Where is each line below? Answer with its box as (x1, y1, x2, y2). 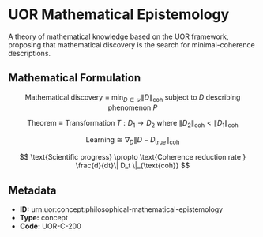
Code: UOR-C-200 (19, 221, 81, 231)
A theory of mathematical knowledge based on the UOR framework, (8, 32, 229, 41)
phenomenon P (107, 103, 158, 112)
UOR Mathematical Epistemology (8, 6, 230, 24)
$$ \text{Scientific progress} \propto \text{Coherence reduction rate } (19, 152, 246, 162)
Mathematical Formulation (8, 71, 141, 85)
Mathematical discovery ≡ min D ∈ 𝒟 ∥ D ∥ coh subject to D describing (24, 92, 241, 103)
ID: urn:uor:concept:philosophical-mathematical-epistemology (19, 204, 224, 214)
